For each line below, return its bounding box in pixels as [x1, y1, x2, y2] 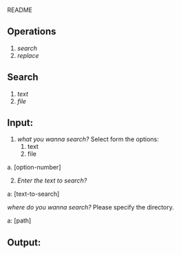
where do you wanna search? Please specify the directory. [7, 203, 174, 212]
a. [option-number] [7, 163, 61, 172]
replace [17, 51, 39, 59]
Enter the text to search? [17, 176, 87, 185]
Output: [7, 236, 41, 248]
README [7, 6, 33, 14]
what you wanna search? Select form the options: [17, 135, 160, 143]
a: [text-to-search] [7, 190, 60, 198]
